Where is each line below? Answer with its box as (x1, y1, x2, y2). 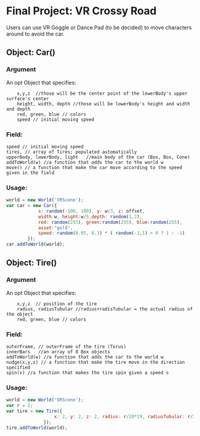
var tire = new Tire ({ (6, 408, 62, 415)
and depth (6, 106, 31, 112)
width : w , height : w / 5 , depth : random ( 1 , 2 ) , (37, 213, 143, 220)
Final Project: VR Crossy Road (6, 4, 157, 18)
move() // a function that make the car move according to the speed (6, 164, 183, 170)
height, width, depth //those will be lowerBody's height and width (17, 101, 190, 107)
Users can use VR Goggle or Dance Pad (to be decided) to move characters (6, 24, 192, 31)
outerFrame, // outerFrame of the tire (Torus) (6, 344, 127, 350)
